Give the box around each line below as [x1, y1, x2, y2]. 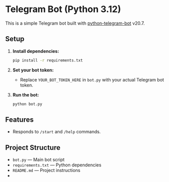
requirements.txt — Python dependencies [12, 162, 102, 168]
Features [5, 115, 34, 124]
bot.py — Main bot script [12, 157, 65, 163]
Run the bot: [12, 92, 39, 98]
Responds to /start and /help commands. [12, 129, 101, 135]
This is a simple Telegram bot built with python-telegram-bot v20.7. [5, 20, 145, 26]
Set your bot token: [12, 67, 54, 73]
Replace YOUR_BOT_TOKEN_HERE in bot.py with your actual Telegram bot [20, 76, 164, 82]
